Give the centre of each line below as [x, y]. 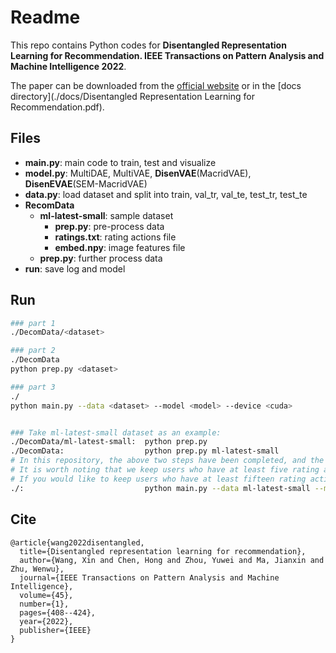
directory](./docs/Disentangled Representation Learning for [132, 96]
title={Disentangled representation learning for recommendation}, [163, 551]
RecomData [49, 205]
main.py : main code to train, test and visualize [120, 162]
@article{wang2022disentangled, [77, 542]
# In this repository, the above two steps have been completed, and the [167, 461]
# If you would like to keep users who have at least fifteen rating [158, 479]
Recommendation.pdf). [57, 107]
